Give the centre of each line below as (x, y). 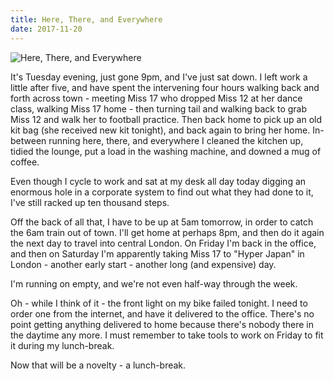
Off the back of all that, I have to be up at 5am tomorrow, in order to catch (162, 222)
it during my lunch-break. (62, 345)
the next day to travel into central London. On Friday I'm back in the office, (163, 243)
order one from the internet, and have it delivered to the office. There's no (162, 313)
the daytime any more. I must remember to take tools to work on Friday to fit (167, 335)
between (28, 140)
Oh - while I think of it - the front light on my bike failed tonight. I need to (159, 303)
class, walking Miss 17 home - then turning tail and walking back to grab (159, 108)
